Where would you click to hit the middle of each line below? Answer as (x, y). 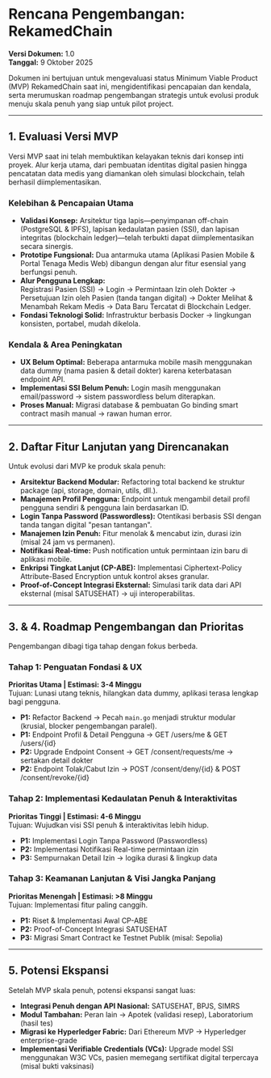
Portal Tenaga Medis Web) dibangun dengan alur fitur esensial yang (133, 264)
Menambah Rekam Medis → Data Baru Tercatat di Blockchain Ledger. (135, 306)
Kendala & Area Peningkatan (65, 345)
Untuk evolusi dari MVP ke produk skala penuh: (87, 467)
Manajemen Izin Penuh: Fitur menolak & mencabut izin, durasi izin (131, 534)
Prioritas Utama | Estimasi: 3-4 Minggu (75, 685)
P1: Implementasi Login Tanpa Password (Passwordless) (114, 840)
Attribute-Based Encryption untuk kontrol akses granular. (115, 577)
